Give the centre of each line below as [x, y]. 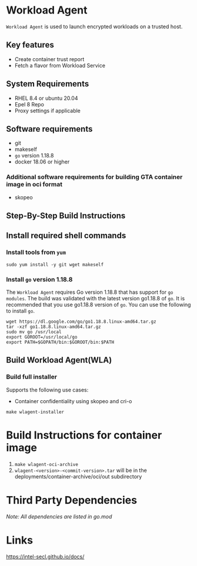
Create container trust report [49, 59]
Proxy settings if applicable [48, 110]
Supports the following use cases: [47, 390]
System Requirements [48, 84]
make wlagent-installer [35, 412]
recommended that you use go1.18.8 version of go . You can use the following [98, 305]
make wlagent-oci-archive [46, 464]
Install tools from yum [36, 252]
